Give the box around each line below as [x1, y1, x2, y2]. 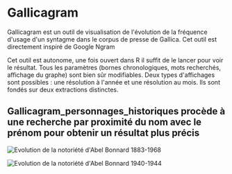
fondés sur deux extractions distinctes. [7, 85, 119, 94]
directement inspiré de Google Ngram [7, 42, 115, 51]
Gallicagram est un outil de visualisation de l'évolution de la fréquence [7, 28, 208, 36]
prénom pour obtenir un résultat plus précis [7, 127, 200, 139]
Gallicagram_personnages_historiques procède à [7, 105, 226, 117]
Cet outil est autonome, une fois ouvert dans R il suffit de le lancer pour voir [7, 55, 224, 64]
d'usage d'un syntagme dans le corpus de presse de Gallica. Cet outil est [7, 35, 217, 43]
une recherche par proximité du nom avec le [7, 116, 202, 128]
